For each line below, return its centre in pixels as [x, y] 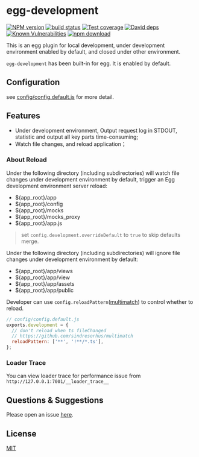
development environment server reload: [57, 186]
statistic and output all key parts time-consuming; [77, 137]
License [21, 434]
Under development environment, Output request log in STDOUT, [96, 130]
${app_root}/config [39, 204]
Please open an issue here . [40, 415]
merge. [30, 241]
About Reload [27, 160]
